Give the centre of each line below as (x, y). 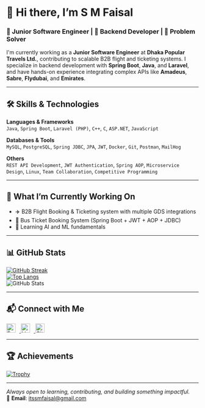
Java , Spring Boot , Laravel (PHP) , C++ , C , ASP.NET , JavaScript (82, 128)
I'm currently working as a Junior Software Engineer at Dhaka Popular (95, 53)
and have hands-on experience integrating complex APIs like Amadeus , (97, 72)
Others (15, 159)
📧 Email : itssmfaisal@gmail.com (46, 398)
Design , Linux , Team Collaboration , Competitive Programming (82, 172)
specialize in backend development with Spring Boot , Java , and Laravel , (98, 65)
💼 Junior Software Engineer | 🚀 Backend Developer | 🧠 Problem (101, 32)
